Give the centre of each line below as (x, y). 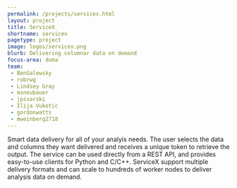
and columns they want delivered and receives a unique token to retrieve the (119, 146)
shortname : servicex (38, 34)
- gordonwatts (31, 112)
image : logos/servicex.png (47, 47)
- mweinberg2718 (34, 119)
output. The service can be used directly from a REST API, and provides (112, 154)
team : (15, 66)
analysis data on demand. (45, 177)
